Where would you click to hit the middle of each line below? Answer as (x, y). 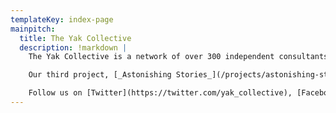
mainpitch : (33, 29)
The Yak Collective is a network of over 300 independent (151, 57)
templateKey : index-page (62, 19)
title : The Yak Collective (75, 38)
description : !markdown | (73, 47)
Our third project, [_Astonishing (100, 75)
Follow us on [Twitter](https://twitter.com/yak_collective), (160, 93)
